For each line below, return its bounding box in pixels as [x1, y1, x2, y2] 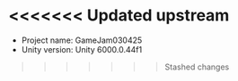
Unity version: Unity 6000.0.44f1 [21, 44, 143, 54]
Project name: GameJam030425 [21, 35, 143, 45]
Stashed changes [164, 61, 230, 72]
